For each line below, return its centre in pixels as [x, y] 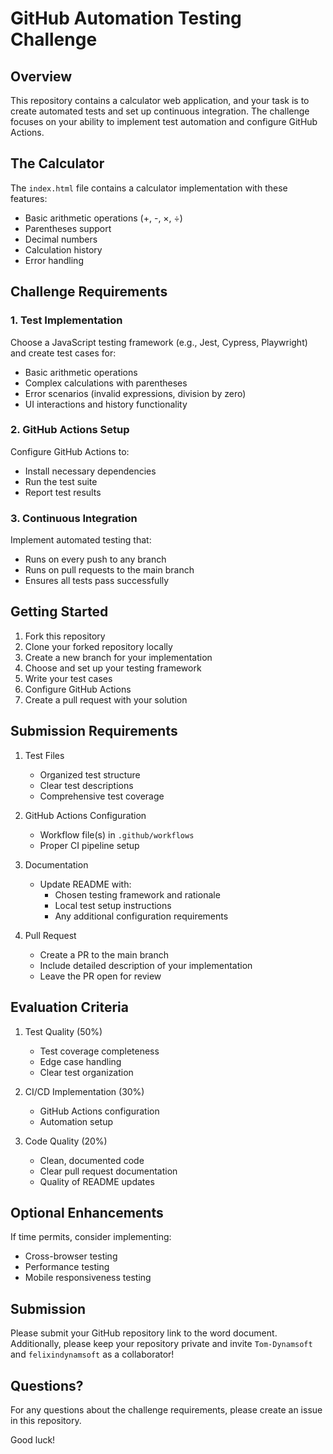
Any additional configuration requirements [141, 916]
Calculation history [63, 249]
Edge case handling [80, 1061]
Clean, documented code [92, 1160]
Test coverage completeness [99, 1051]
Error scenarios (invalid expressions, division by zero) [135, 393]
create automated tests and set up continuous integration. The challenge [160, 111]
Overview [41, 76]
